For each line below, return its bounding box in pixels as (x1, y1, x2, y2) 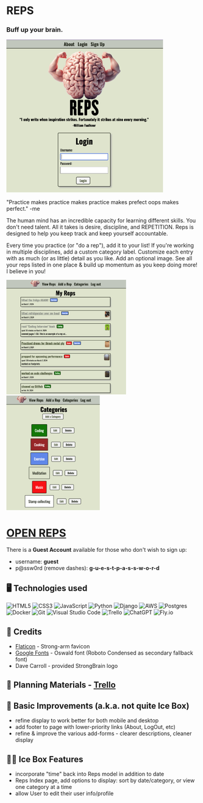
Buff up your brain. (6, 26, 63, 34)
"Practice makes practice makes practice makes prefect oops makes (6, 199, 179, 206)
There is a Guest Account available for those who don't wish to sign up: (6, 546, 187, 554)
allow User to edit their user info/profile (15, 790, 114, 798)
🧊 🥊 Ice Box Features (6, 754, 84, 765)
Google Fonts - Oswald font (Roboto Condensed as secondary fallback (15, 649, 193, 657)
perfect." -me (6, 205, 40, 213)
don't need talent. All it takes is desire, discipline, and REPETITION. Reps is (6, 224, 194, 231)
